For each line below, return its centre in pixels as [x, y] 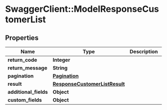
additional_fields [28, 92]
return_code [22, 60]
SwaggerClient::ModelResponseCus [82, 9]
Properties [22, 38]
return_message [28, 68]
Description [144, 52]
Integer [62, 60]
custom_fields [25, 100]
